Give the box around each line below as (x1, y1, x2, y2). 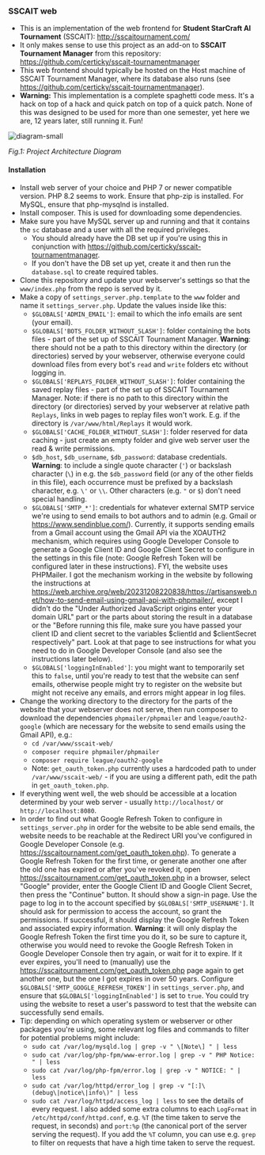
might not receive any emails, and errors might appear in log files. (31, 688, 246, 697)
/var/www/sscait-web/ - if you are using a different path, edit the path (31, 772, 257, 781)
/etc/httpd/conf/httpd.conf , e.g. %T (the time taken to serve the (31, 1112, 241, 1122)
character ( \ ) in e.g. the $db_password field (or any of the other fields (31, 469, 254, 478)
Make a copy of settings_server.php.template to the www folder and (19, 292, 240, 302)
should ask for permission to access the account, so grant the (19, 906, 222, 916)
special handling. (31, 494, 87, 504)
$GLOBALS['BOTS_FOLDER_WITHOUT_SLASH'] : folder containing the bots (31, 326, 251, 335)
